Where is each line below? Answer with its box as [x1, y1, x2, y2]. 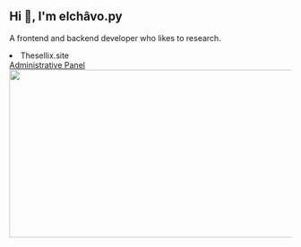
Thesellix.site [21, 50, 70, 61]
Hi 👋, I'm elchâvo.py [9, 9, 123, 24]
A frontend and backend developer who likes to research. [9, 32, 221, 43]
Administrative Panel [9, 59, 85, 70]
